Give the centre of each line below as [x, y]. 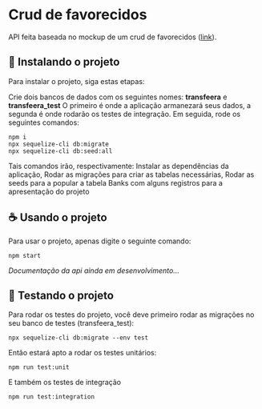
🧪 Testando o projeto [61, 295]
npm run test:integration [51, 397]
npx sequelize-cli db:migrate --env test [79, 338]
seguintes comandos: [44, 122]
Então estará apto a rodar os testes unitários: [83, 353]
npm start [25, 255]
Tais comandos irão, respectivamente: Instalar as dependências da [119, 166]
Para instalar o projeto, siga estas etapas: [77, 81]
